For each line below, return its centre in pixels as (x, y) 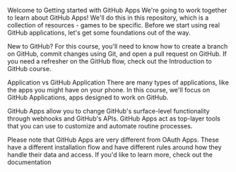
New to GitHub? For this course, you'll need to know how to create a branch (118, 46)
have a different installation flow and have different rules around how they (114, 147)
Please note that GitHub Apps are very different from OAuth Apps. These (113, 140)
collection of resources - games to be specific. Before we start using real (114, 25)
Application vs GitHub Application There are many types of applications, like (118, 82)
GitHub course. (29, 69)
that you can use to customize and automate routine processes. (100, 126)
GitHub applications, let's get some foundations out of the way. (99, 32)
